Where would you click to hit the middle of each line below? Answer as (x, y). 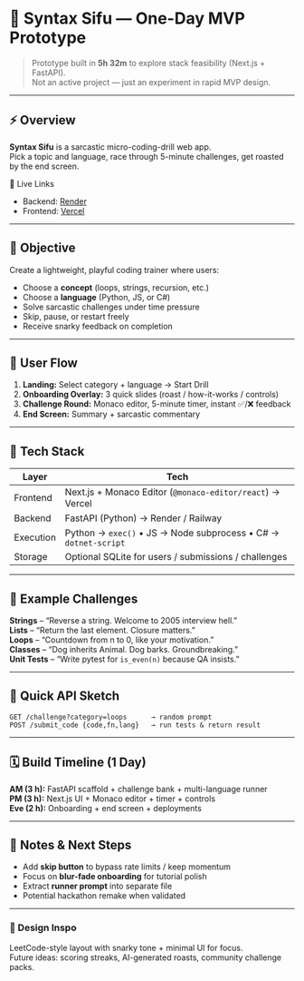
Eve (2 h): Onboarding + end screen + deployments (105, 808)
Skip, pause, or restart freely (76, 316)
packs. (22, 966)
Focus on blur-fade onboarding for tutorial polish (115, 877)
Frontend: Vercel (53, 211)
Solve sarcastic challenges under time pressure (111, 307)
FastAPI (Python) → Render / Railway (143, 518)
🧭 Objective (43, 248)
